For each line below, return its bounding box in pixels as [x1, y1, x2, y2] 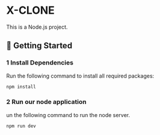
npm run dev [6, 123, 36, 129]
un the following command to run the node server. [6, 111, 131, 118]
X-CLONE [6, 4, 55, 17]
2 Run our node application [6, 98, 87, 106]
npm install [6, 84, 36, 90]
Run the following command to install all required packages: [6, 72, 155, 79]
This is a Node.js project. [6, 23, 68, 30]
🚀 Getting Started [6, 41, 73, 51]
